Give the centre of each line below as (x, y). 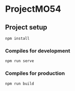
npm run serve (20, 61)
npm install (17, 38)
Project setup (26, 27)
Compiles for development (38, 51)
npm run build (20, 84)
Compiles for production (35, 73)
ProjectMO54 (33, 9)
